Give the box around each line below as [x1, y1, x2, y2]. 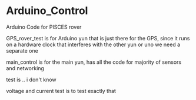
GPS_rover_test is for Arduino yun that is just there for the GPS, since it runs [6, 35, 190, 42]
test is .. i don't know [6, 76, 57, 83]
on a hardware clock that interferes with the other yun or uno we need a [6, 41, 181, 48]
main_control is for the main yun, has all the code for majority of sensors [6, 58, 181, 65]
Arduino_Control [6, 4, 88, 18]
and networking [6, 64, 44, 71]
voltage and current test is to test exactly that [6, 87, 117, 94]
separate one [6, 47, 38, 54]
